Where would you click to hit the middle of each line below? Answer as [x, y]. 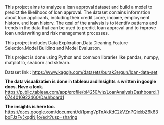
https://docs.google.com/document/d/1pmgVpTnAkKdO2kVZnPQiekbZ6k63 [82, 112]
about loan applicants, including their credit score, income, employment [77, 17]
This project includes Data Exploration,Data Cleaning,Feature [67, 43]
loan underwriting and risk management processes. [57, 33]
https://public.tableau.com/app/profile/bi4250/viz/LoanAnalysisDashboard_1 [82, 92]
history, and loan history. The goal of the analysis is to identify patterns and [81, 23]
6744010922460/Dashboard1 [35, 97]
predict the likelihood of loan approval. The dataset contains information [78, 12]
